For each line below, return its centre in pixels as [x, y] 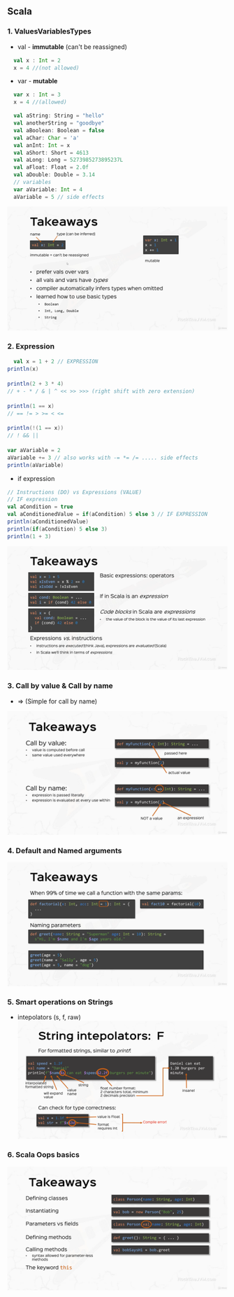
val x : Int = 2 [37, 60]
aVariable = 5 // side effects [59, 197]
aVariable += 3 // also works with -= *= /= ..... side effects [103, 458]
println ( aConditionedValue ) [48, 522]
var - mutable [37, 81]
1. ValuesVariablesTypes [50, 31]
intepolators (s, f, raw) [49, 1017]
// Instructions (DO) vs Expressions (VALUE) [74, 492]
